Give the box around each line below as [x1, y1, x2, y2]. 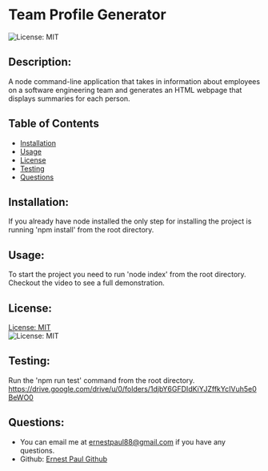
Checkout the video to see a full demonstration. [8, 278, 166, 288]
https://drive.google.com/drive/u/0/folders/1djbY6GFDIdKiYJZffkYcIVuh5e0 [8, 384, 258, 393]
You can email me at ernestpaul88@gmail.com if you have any [19, 437, 226, 446]
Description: [8, 55, 72, 69]
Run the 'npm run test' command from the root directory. [8, 375, 195, 385]
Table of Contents [8, 117, 100, 131]
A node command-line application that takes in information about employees [8, 76, 261, 86]
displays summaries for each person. [8, 94, 130, 103]
